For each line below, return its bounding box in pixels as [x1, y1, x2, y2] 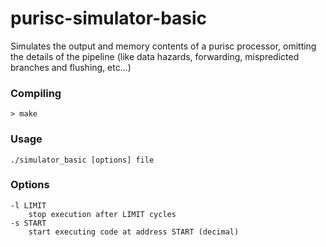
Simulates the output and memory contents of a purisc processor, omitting [10, 40, 317, 52]
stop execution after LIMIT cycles [28, 209, 177, 219]
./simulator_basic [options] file [10, 155, 155, 165]
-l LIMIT [10, 200, 47, 211]
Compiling [10, 86, 62, 100]
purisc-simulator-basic [10, 7, 208, 30]
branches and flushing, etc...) [10, 61, 132, 73]
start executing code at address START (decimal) [28, 227, 240, 237]
